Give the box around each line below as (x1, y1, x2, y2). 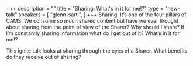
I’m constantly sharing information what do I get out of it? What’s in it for (6, 30, 180, 37)
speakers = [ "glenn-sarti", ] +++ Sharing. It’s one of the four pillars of (18, 11, 187, 18)
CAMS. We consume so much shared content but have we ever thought (6, 18, 178, 24)
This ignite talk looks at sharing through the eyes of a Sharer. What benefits (6, 47, 188, 54)
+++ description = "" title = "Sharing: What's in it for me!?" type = (6, 5, 164, 12)
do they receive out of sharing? (6, 54, 81, 60)
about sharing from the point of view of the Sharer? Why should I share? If (6, 23, 185, 30)
